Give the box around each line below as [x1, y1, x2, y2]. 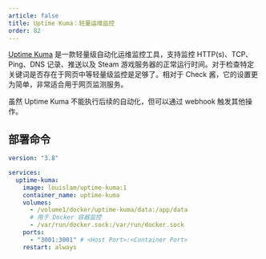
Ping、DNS [8, 59, 46, 69]
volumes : [22, 198, 52, 207]
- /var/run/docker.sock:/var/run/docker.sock [29, 221, 184, 229]
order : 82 [8, 26, 42, 34]
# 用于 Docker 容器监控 [29, 213, 102, 221]
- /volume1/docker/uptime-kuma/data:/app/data [29, 206, 188, 214]
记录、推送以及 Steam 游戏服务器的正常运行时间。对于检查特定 [46, 59, 255, 69]
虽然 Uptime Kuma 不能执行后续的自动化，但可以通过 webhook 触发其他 [8, 97, 246, 107]
